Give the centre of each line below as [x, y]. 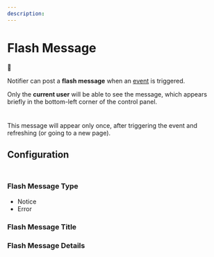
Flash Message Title [42, 226]
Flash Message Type [43, 186]
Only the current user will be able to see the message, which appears [107, 94]
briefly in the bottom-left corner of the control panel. [82, 101]
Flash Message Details [46, 245]
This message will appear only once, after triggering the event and [102, 125]
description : [26, 14]
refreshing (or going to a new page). [59, 133]
